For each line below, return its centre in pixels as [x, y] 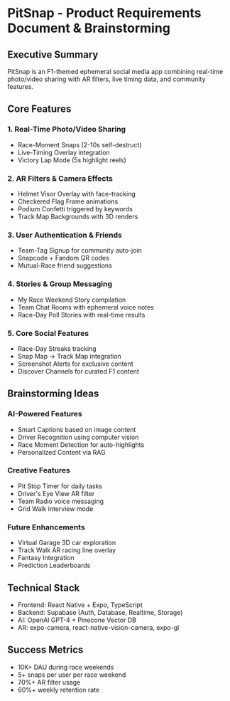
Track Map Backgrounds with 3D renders [78, 216]
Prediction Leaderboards [54, 565]
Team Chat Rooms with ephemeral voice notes [86, 307]
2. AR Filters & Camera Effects [60, 178]
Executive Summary [53, 54]
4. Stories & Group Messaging [60, 284]
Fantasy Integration [46, 558]
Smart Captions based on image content [77, 429]
